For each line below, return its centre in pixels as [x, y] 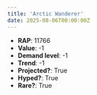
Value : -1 [31, 48]
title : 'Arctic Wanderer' [45, 14]
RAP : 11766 [34, 40]
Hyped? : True [38, 77]
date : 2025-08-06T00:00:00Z [49, 20]
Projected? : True [42, 70]
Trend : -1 [31, 63]
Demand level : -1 [43, 55]
